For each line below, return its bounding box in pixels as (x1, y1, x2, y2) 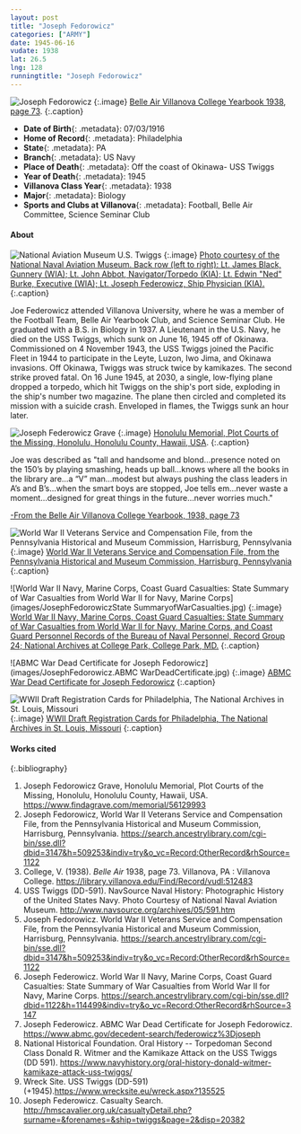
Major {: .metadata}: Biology (22, 189, 126, 200)
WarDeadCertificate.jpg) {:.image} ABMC (139, 666, 292, 678)
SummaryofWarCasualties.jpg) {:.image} (133, 602, 283, 612)
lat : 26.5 (10, 55, 47, 64)
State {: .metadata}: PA (22, 142, 107, 153)
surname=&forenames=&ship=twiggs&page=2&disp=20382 (22, 1114, 245, 1125)
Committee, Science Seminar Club (22, 208, 150, 220)
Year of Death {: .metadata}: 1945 (22, 171, 146, 181)
